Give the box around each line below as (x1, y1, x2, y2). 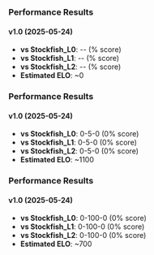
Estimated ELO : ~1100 (19, 155, 95, 165)
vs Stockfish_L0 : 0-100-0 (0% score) (19, 214, 148, 223)
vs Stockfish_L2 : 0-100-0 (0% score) (19, 231, 147, 240)
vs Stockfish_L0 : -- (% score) (19, 45, 122, 54)
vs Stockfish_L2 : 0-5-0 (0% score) (19, 146, 139, 156)
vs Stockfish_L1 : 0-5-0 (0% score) (19, 137, 138, 148)
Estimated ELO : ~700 (19, 239, 92, 249)
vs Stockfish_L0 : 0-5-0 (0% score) (19, 129, 139, 139)
